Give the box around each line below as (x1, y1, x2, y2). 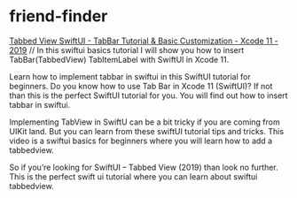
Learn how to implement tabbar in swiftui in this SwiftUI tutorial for (9, 71, 251, 81)
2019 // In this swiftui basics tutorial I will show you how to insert (9, 44, 245, 55)
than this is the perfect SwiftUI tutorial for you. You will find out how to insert (9, 90, 288, 101)
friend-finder (9, 6, 108, 27)
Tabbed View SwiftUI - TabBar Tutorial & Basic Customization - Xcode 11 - (9, 35, 279, 46)
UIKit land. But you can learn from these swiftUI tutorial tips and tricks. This (9, 126, 285, 136)
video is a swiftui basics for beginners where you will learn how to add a (9, 135, 273, 146)
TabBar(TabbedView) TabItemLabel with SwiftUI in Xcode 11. (9, 54, 230, 65)
